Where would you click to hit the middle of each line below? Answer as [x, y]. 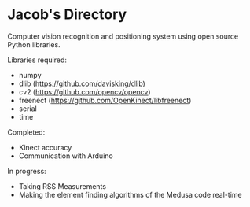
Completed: [26, 132]
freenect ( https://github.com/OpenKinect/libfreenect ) [105, 100]
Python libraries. [34, 44]
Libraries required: [37, 60]
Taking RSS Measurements [63, 186]
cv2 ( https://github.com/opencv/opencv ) [85, 91]
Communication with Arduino [66, 156]
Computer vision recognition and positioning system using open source [123, 36]
